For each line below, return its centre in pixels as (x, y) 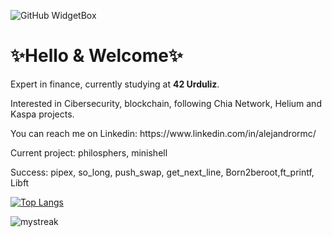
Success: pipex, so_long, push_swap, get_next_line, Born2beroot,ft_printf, (162, 172)
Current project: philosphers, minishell (89, 152)
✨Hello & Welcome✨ (96, 56)
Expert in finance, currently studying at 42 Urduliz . (115, 84)
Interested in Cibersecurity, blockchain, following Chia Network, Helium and (166, 103)
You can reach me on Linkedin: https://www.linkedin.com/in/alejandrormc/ (163, 133)
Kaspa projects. (42, 114)
